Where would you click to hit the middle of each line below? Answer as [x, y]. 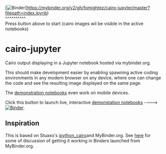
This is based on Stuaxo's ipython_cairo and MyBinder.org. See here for [78, 135]
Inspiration [22, 123]
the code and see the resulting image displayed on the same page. [73, 83]
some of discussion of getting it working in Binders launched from [73, 141]
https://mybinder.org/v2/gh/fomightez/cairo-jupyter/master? [88, 8]
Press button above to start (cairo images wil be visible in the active [74, 23]
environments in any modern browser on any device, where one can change [83, 78]
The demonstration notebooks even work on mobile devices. [67, 93]
